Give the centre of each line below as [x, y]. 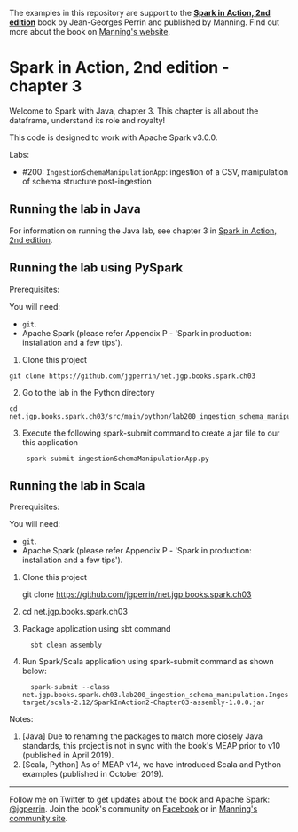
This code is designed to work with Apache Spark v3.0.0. [114, 137]
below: [34, 671]
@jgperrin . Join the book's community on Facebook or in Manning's [133, 809]
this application [50, 442]
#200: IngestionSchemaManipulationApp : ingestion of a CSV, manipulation [155, 171]
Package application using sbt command [96, 629]
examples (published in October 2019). [93, 774]
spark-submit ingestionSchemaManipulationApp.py [118, 459]
